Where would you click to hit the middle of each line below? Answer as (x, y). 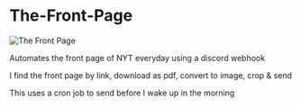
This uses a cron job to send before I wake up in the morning (122, 93)
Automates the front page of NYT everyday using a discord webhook (137, 58)
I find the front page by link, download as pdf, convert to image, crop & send (151, 75)
